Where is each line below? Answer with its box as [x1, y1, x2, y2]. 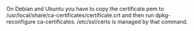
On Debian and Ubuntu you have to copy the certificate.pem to [6, 5, 164, 12]
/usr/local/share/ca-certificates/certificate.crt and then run [6, 12, 154, 19]
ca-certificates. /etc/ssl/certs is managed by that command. [37, 18, 188, 25]
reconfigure [6, 18, 36, 25]
